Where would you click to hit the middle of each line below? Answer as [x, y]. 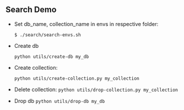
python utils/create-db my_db [52, 56]
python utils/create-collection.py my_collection [77, 78]
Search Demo [31, 10]
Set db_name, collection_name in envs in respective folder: [86, 24]
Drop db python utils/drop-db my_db [59, 101]
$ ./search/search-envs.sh [47, 35]
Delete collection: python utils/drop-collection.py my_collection [96, 89]
